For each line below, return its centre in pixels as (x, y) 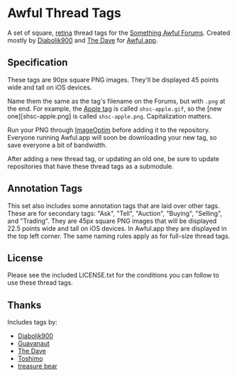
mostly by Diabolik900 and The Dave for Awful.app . (83, 40)
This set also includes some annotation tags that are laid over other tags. (114, 206)
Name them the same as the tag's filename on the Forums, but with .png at (116, 101)
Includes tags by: (33, 322)
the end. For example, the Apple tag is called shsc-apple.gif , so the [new (115, 109)
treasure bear (38, 366)
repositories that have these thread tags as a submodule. (90, 166)
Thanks (24, 305)
